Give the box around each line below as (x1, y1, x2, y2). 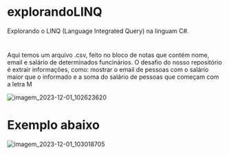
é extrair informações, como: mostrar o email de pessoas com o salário (7, 66, 209, 74)
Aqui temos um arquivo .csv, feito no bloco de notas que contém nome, (7, 51, 210, 59)
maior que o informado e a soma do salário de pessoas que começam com (7, 73, 219, 81)
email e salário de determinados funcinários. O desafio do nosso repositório (7, 58, 222, 67)
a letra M (7, 80, 32, 88)
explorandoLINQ (7, 4, 103, 20)
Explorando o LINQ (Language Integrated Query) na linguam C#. (7, 27, 189, 35)
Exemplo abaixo (7, 117, 100, 133)
